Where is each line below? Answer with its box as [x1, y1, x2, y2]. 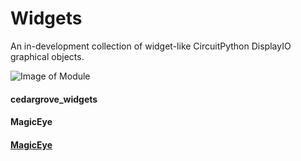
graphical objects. [10, 50, 85, 62]
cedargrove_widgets [10, 93, 98, 105]
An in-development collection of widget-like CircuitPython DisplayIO [10, 40, 292, 52]
